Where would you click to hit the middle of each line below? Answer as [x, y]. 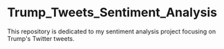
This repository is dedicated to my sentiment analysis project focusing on [112, 31]
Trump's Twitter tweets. [41, 38]
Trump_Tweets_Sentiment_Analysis [112, 13]
